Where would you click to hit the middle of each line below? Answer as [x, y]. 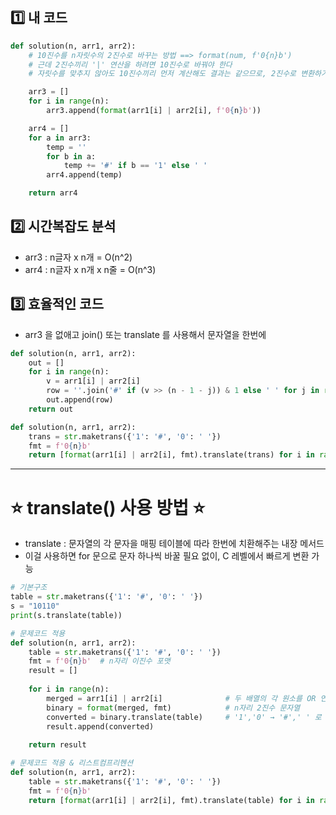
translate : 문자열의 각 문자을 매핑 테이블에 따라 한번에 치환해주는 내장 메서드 [174, 544]
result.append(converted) [100, 726]
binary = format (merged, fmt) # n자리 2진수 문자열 [173, 708]
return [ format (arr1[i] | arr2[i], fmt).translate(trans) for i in [171, 455]
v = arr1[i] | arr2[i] [93, 381]
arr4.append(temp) [84, 175]
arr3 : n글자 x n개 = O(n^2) [78, 257]
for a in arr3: [60, 138]
